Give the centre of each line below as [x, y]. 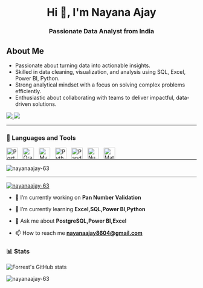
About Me [25, 51]
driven [23, 104]
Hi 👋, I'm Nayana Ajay [101, 12]
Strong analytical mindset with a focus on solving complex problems [100, 85]
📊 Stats [18, 252]
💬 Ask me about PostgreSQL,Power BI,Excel [71, 221]
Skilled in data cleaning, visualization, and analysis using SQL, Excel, [100, 71]
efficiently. [28, 91]
